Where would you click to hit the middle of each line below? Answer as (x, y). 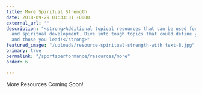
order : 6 (17, 62)
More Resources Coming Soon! (45, 84)
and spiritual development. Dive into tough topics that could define (102, 34)
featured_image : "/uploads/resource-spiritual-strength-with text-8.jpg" (101, 46)
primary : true (24, 51)
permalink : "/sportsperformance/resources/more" (68, 56)
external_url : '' (28, 23)
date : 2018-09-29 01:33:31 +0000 (48, 17)
